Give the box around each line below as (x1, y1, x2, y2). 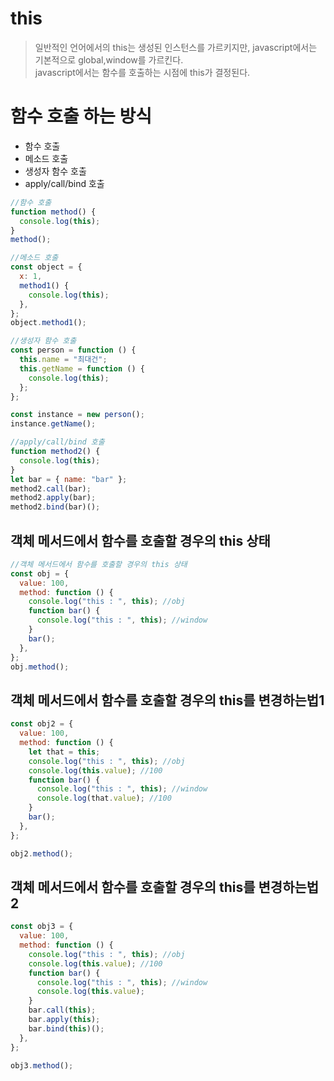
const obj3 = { (10, 922, 74, 932)
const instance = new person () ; (10, 410, 145, 420)
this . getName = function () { (19, 363, 145, 374)
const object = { (10, 262, 83, 272)
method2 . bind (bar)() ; (10, 502, 101, 512)
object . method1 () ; (10, 318, 87, 328)
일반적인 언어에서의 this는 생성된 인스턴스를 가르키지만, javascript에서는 (34, 41, 318, 53)
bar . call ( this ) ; (28, 1005, 97, 1016)
